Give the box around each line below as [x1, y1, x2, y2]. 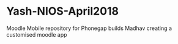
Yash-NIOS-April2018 [6, 4, 119, 18]
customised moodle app [6, 31, 67, 38]
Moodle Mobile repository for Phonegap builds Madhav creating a [6, 24, 172, 32]
